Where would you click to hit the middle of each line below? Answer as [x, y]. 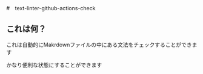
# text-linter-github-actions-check [51, 8]
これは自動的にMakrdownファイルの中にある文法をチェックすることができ [99, 45]
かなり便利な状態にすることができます [54, 65]
